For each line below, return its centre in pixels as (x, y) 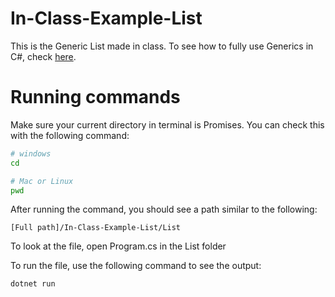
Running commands (95, 97)
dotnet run (33, 284)
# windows (31, 153)
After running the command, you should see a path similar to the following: (164, 209)
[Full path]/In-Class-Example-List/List (96, 228)
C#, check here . (43, 56)
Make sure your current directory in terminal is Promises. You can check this (167, 124)
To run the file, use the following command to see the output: (136, 266)
